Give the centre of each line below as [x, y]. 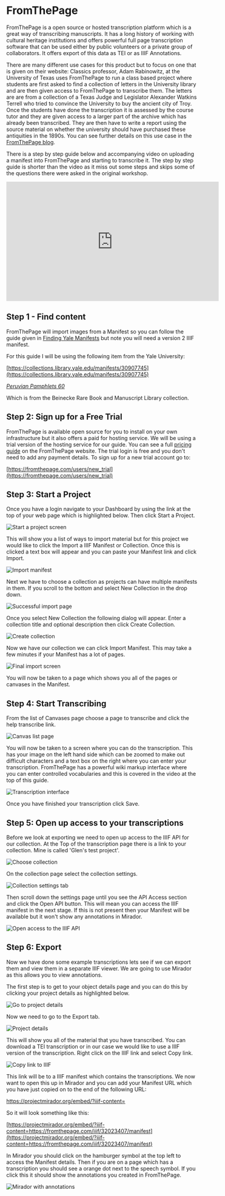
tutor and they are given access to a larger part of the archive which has [96, 116]
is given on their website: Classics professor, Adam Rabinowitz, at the [93, 71]
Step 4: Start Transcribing [56, 703]
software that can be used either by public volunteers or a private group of [99, 47]
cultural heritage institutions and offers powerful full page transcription [95, 40]
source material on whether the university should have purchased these [96, 129]
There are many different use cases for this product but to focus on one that [101, 65]
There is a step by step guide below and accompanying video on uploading [100, 154]
